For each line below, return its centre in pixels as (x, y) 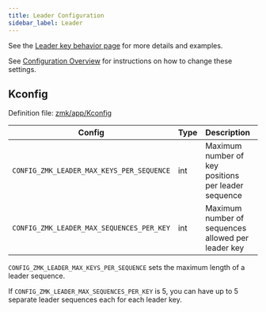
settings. (23, 69)
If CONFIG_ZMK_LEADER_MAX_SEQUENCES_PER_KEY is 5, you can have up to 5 (123, 291)
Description (228, 133)
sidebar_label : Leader (46, 23)
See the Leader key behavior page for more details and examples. (116, 45)
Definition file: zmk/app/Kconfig (60, 113)
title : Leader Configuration (56, 15)
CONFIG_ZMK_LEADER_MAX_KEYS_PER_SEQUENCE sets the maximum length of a (127, 268)
